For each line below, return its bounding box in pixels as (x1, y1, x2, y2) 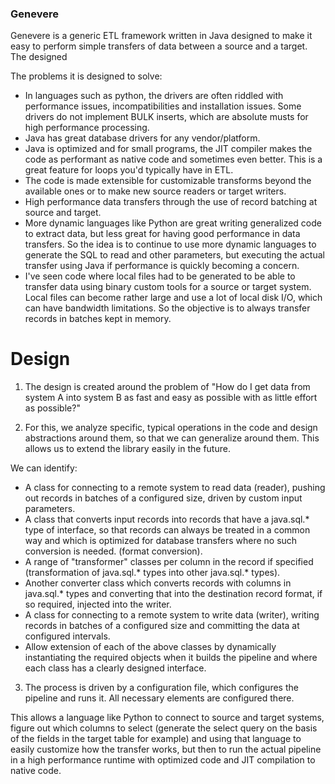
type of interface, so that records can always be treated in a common (24, 524, 311, 536)
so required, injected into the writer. (24, 598, 172, 611)
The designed (10, 51, 68, 63)
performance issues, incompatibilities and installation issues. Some (24, 100, 302, 112)
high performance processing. (24, 122, 150, 134)
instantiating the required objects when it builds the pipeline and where (24, 652, 318, 664)
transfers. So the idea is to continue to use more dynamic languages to (24, 238, 317, 251)
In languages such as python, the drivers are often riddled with (24, 90, 284, 102)
